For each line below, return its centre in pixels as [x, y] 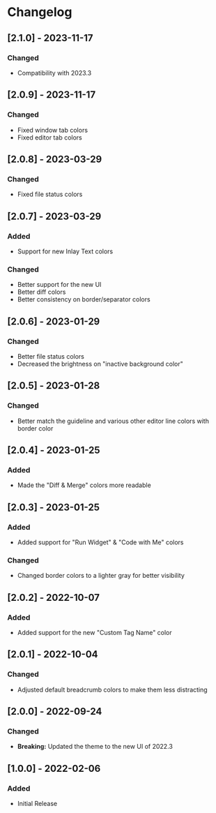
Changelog [40, 12]
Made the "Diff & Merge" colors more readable [84, 485]
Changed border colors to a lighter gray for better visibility [101, 576]
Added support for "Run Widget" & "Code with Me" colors [100, 542]
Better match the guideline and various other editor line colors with [113, 421]
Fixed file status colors [50, 194]
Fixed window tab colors [53, 130]
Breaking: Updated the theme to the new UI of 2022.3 [95, 747]
